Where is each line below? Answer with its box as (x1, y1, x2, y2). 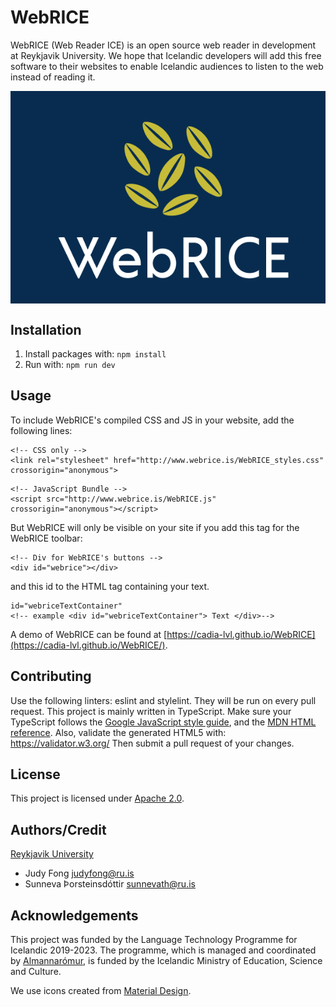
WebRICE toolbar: (10, 532, 83, 544)
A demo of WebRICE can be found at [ (10, 628, 168, 640)
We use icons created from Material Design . (10, 985, 192, 997)
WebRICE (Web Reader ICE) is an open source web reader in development (10, 39, 317, 51)
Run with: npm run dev (24, 358, 116, 370)
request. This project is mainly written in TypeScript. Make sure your (10, 705, 292, 717)
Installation (10, 321, 82, 338)
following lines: (10, 424, 73, 436)
